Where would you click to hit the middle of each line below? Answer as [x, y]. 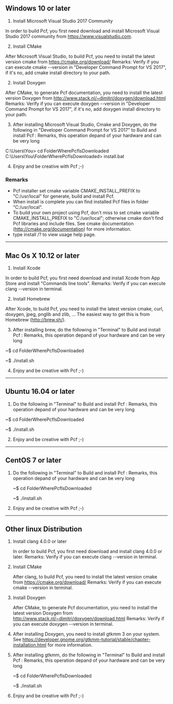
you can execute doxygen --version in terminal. [63, 624]
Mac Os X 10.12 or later [42, 256]
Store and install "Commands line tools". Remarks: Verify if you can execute [85, 283]
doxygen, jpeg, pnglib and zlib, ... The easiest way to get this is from [78, 314]
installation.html [30, 645]
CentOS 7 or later [33, 460]
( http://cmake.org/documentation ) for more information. [72, 229]
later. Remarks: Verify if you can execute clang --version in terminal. [85, 557]
